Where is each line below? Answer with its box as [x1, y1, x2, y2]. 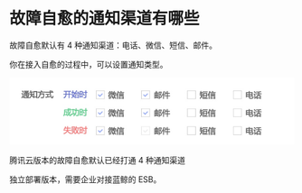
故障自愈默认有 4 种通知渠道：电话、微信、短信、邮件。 [9, 40, 217, 51]
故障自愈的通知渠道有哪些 [9, 8, 201, 29]
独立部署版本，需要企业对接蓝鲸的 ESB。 [9, 173, 162, 185]
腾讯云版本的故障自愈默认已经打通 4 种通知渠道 [9, 154, 185, 165]
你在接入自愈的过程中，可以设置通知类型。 [9, 59, 168, 69]
